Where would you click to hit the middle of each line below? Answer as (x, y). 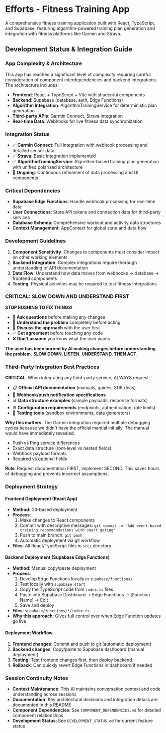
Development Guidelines (36, 241)
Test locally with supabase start (52, 584)
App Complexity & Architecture (43, 63)
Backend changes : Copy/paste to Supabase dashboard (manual (78, 649)
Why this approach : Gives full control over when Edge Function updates (86, 616)
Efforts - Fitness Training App (68, 9)
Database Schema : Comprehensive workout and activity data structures (87, 223)
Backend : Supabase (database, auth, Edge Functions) (68, 100)
